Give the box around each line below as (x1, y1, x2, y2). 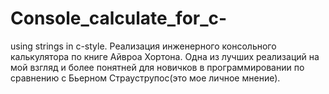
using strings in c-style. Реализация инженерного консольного (10, 40, 277, 52)
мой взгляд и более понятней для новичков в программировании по (10, 61, 305, 73)
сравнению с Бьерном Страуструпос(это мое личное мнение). (10, 72, 281, 84)
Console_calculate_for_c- (10, 7, 228, 30)
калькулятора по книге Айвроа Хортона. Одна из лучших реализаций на (10, 50, 320, 62)
